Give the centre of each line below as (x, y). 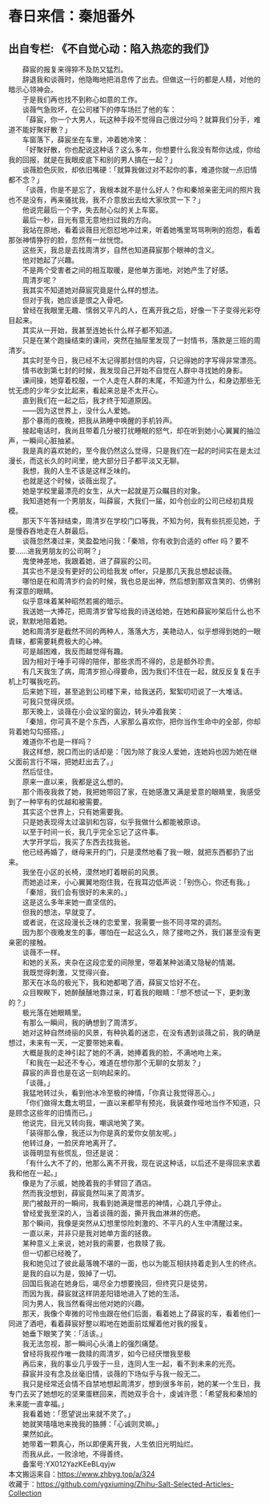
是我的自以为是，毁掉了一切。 (72, 1273)
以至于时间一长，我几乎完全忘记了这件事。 (92, 832)
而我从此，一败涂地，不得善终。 (75, 1454)
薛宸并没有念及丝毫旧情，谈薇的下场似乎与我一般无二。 (114, 1374)
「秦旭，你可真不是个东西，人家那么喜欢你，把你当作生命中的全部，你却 (142, 722)
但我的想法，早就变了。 (61, 912)
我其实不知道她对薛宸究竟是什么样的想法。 (92, 290)
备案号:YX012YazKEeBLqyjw (69, 1464)
